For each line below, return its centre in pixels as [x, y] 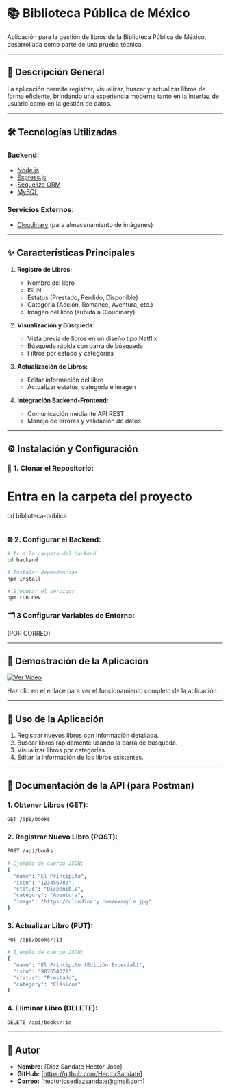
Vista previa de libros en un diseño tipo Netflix [92, 338]
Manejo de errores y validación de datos [84, 421]
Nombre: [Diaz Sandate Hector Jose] [69, 1067]
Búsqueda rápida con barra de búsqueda [85, 346]
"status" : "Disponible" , [49, 889]
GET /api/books [29, 819]
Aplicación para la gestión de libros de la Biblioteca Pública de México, [107, 37]
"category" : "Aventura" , [49, 895]
